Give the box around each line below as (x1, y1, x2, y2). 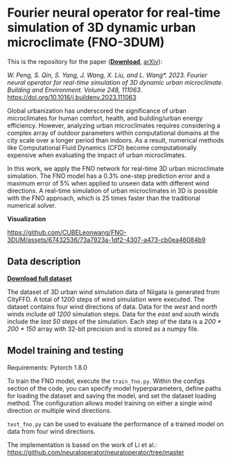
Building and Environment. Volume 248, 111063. (7, 86, 142, 94)
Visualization (7, 214, 46, 223)
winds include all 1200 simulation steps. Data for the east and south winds (7, 309, 220, 318)
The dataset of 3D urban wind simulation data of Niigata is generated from (7, 287, 220, 296)
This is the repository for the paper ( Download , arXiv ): (7, 57, 163, 65)
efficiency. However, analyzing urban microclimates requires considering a (7, 121, 221, 129)
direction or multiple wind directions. (7, 406, 112, 414)
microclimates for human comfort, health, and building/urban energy (7, 113, 203, 122)
